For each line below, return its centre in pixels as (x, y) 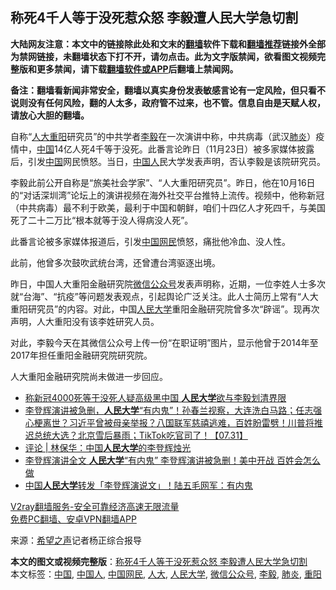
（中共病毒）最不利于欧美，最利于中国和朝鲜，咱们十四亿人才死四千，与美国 (168, 207)
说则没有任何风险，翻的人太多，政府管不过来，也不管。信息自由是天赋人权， (168, 102)
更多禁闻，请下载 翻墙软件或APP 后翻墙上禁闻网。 (137, 69)
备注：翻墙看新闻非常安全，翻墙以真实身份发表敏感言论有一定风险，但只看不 (168, 90)
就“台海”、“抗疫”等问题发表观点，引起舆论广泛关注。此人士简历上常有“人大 (164, 296)
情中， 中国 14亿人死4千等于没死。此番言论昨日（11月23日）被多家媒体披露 (162, 149)
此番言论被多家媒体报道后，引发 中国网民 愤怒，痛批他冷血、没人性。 (150, 241)
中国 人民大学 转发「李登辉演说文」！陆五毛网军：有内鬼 (138, 485)
